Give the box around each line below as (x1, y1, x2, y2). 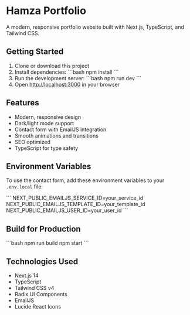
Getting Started (6, 47, 64, 57)
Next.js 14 (14, 272, 39, 279)
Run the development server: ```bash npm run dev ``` (14, 74, 142, 81)
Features (6, 98, 39, 108)
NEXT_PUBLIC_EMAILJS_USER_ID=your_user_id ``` (6, 207, 128, 214)
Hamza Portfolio (6, 4, 87, 18)
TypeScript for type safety (14, 145, 79, 152)
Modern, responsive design (14, 113, 81, 121)
